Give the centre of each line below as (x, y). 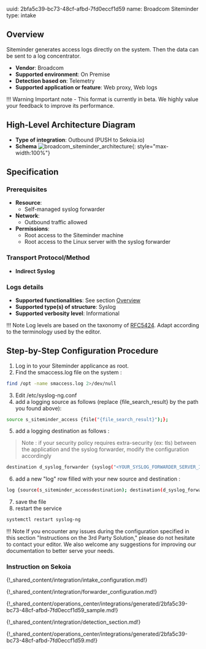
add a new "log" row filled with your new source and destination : (98, 479)
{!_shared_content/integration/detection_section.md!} (74, 622)
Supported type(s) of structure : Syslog (66, 306)
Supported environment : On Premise (63, 74)
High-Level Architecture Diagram (71, 125)
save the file (31, 502)
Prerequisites (27, 189)
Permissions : (32, 229)
